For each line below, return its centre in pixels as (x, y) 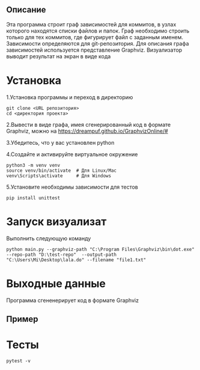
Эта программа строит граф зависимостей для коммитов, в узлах (91, 24)
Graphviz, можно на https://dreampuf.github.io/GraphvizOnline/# (87, 131)
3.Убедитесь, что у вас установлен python (60, 142)
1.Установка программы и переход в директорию (70, 97)
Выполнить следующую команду (49, 238)
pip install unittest (33, 198)
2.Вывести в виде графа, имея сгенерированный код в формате (89, 124)
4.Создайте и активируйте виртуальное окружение (72, 154)
